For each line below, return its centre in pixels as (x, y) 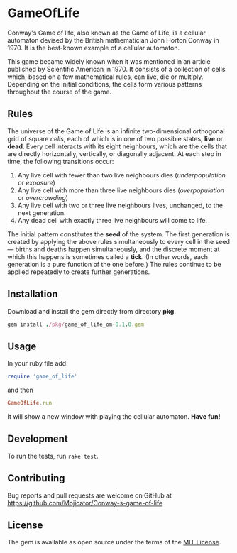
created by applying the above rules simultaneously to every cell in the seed (119, 241)
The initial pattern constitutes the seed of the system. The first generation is (118, 234)
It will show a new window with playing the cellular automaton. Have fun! (114, 416)
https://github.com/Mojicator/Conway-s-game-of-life (85, 503)
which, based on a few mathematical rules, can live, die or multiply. (105, 77)
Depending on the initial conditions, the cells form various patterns (105, 84)
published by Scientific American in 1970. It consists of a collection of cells (116, 69)
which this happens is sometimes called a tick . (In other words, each (108, 256)
